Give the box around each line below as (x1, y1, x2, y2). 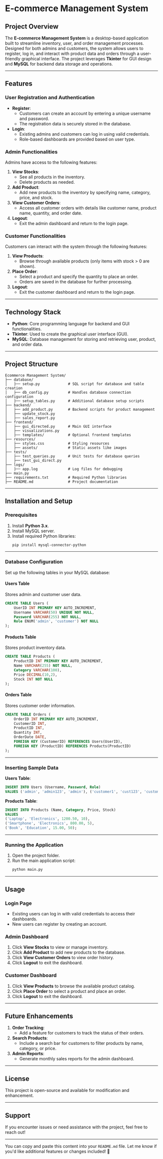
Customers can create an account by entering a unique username (19, 110, 151, 116)
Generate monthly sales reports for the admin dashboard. (19, 1056, 134, 1062)
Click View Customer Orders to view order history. (12, 955, 114, 961)
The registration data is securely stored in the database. (19, 121, 131, 126)
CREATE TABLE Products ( (5, 654, 55, 659)
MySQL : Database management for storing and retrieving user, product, (12, 336, 156, 342)
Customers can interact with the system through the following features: (5, 244, 147, 249)
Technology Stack (5, 308, 61, 316)
